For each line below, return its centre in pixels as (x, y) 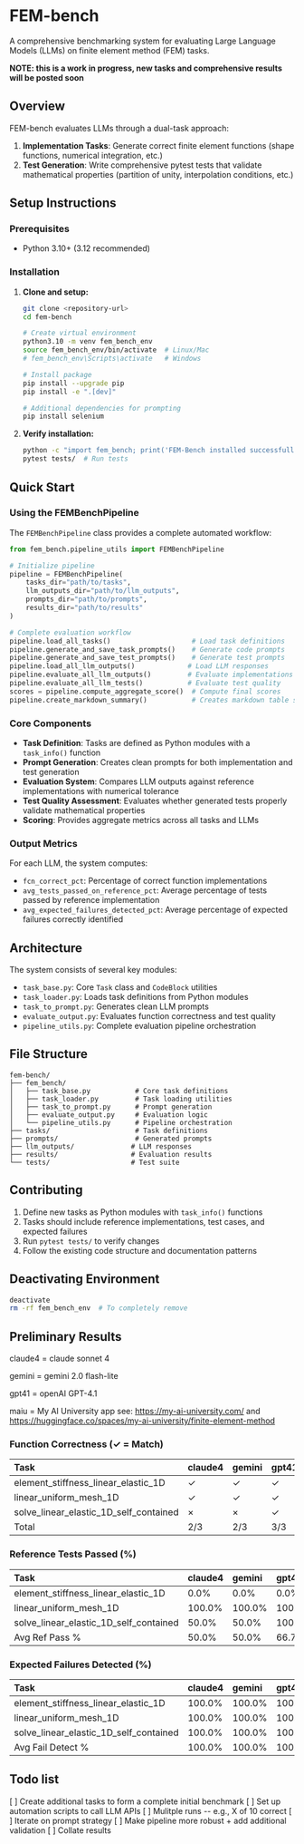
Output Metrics (44, 843)
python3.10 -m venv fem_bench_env (87, 342)
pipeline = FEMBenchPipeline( (66, 574)
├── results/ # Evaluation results (111, 1154)
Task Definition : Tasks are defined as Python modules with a (136, 742)
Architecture (46, 948)
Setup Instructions (63, 204)
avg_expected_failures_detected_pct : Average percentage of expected (155, 910)
